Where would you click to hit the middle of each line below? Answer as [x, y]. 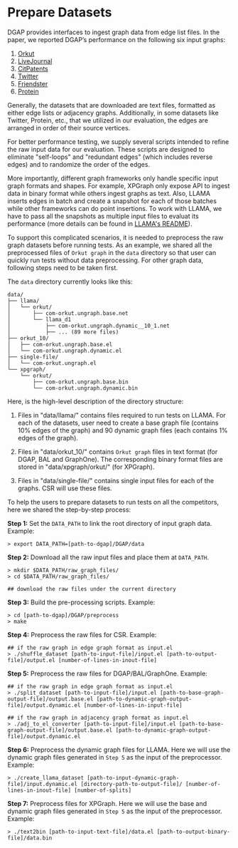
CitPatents [33, 68]
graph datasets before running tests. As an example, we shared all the [110, 245]
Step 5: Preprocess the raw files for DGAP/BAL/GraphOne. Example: [107, 673]
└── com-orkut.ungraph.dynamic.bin [86, 388]
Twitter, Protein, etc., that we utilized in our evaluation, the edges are [108, 120]
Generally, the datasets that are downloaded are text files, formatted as [112, 105]
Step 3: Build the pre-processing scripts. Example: [81, 602]
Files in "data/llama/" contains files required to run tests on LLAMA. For [121, 415]
